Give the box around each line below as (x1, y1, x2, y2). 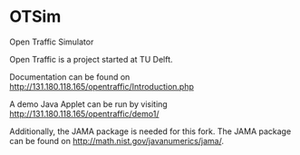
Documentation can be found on (9, 71, 131, 82)
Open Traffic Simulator (9, 36, 94, 47)
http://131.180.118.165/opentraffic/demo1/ (9, 108, 160, 119)
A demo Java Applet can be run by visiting (9, 98, 168, 110)
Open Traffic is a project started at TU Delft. (9, 53, 174, 64)
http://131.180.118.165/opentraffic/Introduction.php (9, 81, 195, 92)
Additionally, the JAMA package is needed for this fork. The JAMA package (9, 125, 292, 137)
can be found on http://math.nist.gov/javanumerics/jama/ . (9, 135, 225, 146)
